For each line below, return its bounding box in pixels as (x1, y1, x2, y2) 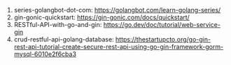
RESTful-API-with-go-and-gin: (13, 21, 102, 28)
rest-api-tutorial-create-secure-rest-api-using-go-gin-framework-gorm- (13, 43, 224, 50)
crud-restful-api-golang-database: (13, 35, 114, 44)
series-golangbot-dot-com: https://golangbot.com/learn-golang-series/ (13, 6, 221, 14)
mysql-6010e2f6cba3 (13, 50, 77, 58)
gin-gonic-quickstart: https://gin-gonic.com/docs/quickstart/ (13, 13, 190, 21)
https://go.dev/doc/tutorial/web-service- (103, 21, 220, 28)
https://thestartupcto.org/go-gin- (115, 35, 211, 44)
